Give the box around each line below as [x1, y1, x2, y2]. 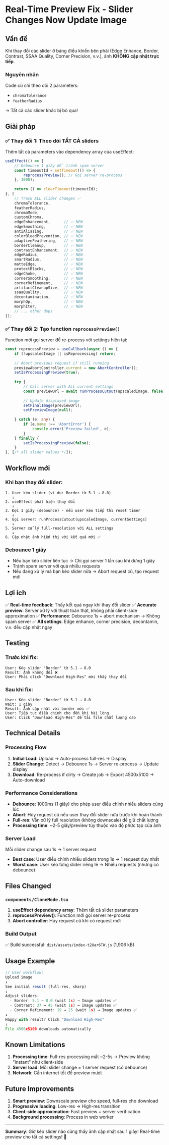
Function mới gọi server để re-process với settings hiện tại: [5, 337, 127, 343]
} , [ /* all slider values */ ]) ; [5, 450, 73, 455]
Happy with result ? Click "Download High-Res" [5, 1017, 105, 1022]
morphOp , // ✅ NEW [14, 299, 83, 304]
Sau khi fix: [5, 686, 34, 693]
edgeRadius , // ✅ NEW [14, 252, 83, 257]
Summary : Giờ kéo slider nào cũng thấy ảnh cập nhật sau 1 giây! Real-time [5, 1128, 160, 1134]
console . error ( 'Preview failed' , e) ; [32, 426, 112, 431]
